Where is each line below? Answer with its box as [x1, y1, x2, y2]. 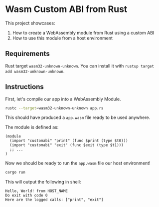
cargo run [5, 170, 26, 175]
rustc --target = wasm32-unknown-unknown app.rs [5, 105, 104, 110]
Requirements [5, 49, 50, 58]
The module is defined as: [5, 124, 59, 130]
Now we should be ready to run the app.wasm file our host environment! [5, 160, 151, 166]
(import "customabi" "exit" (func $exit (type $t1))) [9, 142, 124, 148]
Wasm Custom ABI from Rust [5, 3, 128, 15]
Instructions [5, 82, 44, 91]
